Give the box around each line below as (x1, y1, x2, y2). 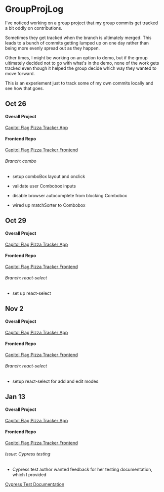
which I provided (12, 471, 47, 478)
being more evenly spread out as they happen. (5, 45, 100, 51)
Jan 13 (5, 393, 26, 401)
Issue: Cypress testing (5, 451, 51, 457)
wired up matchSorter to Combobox (12, 202, 85, 208)
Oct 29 (5, 217, 27, 225)
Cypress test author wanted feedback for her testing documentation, (12, 466, 152, 472)
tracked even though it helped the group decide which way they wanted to (5, 65, 157, 71)
